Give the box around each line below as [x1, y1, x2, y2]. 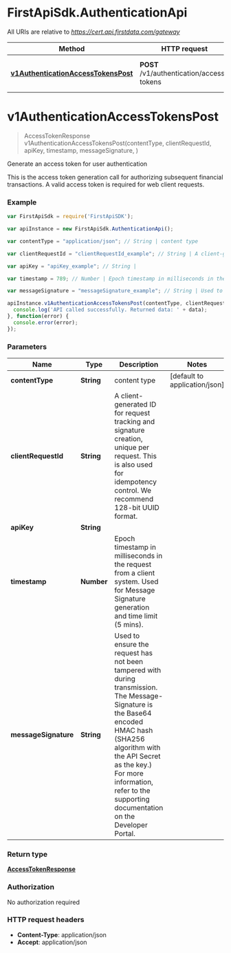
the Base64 [114, 708, 152, 718]
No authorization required [7, 898, 80, 906]
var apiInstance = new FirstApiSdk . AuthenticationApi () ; [7, 226, 174, 233]
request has [114, 648, 153, 658]
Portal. [114, 828, 135, 838]
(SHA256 [114, 734, 146, 744]
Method [58, 43, 85, 53]
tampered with [114, 665, 162, 675]
